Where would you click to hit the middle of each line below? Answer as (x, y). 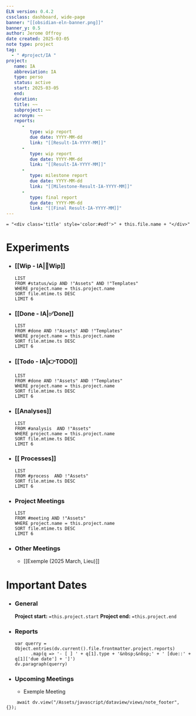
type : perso (28, 77)
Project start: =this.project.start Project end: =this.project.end (96, 616)
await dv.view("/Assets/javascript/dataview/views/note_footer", (98, 702)
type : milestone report (59, 176)
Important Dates (46, 585)
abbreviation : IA (35, 72)
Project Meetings (40, 501)
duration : (26, 99)
